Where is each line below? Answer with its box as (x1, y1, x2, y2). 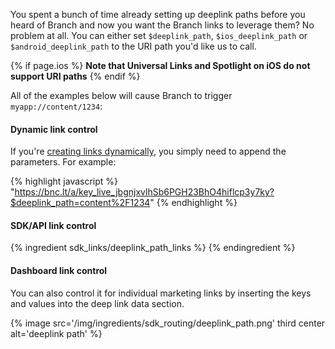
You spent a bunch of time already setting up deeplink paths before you (10, 9, 306, 20)
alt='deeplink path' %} (10, 327, 103, 339)
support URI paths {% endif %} (10, 70, 141, 82)
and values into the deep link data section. (10, 297, 185, 309)
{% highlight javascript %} (10, 175, 119, 188)
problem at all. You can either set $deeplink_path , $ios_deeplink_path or (10, 30, 308, 41)
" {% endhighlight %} (149, 197, 238, 209)
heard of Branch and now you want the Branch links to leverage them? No (10, 19, 315, 31)
